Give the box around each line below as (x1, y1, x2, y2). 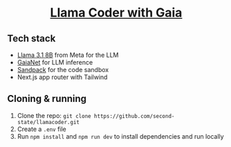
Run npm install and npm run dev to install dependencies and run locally (17, 132, 224, 140)
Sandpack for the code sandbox (17, 66, 109, 73)
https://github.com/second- (93, 112, 175, 119)
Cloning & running (7, 93, 87, 105)
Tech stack (7, 33, 56, 44)
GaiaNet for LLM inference (17, 58, 93, 67)
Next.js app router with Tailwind (17, 73, 108, 81)
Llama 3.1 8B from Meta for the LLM (17, 51, 119, 59)
